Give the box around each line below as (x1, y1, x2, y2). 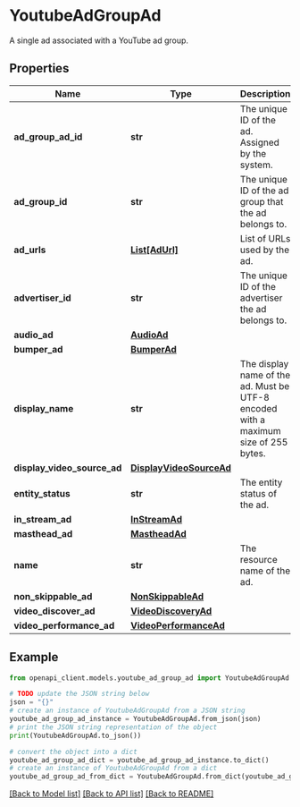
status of (239, 487, 278, 499)
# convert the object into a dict (9, 747, 138, 756)
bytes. (239, 446, 266, 459)
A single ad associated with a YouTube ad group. (9, 35, 189, 46)
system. (239, 158, 273, 171)
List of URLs (239, 232, 291, 244)
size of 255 (239, 436, 288, 448)
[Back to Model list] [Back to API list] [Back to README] (9, 788, 214, 799)
